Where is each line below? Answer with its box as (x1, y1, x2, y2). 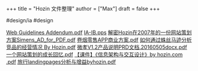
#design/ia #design (6, 17, 53, 23)
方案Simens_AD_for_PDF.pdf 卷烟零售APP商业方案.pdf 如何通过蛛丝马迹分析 (6, 36, 192, 43)
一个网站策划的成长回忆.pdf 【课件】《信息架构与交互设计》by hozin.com (6, 51, 183, 58)
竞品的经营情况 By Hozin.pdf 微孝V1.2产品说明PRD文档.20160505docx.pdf (6, 43, 187, 50)
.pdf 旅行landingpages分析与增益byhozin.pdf (6, 58, 116, 65)
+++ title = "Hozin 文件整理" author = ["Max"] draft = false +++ (6, 5, 160, 12)
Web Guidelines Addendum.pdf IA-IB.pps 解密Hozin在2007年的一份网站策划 (6, 29, 192, 36)
